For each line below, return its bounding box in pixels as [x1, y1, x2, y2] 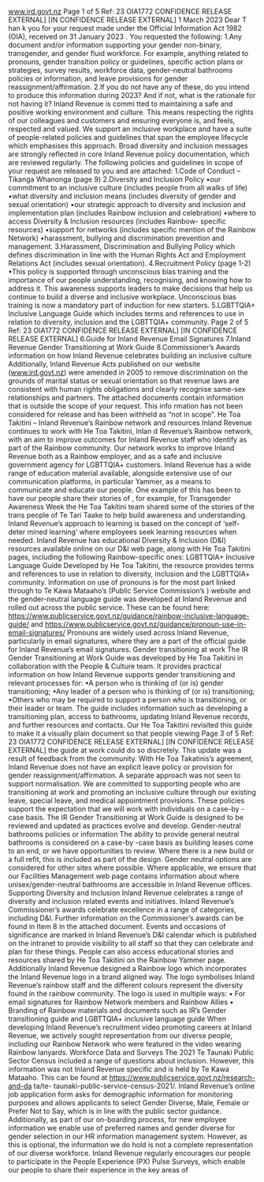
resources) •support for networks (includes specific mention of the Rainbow [8, 225, 256, 234]
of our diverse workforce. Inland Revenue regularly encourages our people [8, 1149, 251, 1158]
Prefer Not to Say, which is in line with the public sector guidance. [8, 1106, 222, 1116]
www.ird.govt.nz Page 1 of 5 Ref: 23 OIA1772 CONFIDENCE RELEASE [8, 7, 232, 16]
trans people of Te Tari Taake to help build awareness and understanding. [8, 510, 247, 520]
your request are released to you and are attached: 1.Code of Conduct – [8, 166, 241, 175]
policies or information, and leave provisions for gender [8, 74, 188, 83]
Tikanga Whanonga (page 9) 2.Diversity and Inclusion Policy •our [8, 175, 221, 184]
